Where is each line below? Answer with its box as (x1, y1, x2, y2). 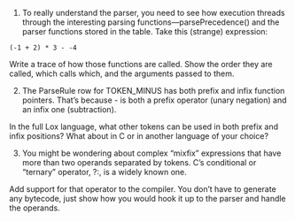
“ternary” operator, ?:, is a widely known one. (21, 167, 188, 177)
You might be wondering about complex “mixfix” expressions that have (21, 148, 282, 158)
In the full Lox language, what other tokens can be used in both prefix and (9, 121, 279, 132)
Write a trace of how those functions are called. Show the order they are (9, 59, 273, 69)
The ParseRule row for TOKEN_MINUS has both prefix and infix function (21, 86, 285, 96)
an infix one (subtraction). (21, 104, 117, 114)
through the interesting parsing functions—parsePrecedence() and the (21, 17, 280, 27)
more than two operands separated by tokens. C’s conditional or (21, 157, 257, 167)
